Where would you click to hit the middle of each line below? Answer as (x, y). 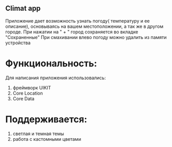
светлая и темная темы (38, 134)
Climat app (23, 8)
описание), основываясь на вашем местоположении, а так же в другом (84, 26)
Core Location (28, 93)
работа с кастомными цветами (47, 139)
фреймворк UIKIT (32, 87)
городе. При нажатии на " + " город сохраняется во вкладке (72, 32)
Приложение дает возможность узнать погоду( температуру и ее (78, 21)
